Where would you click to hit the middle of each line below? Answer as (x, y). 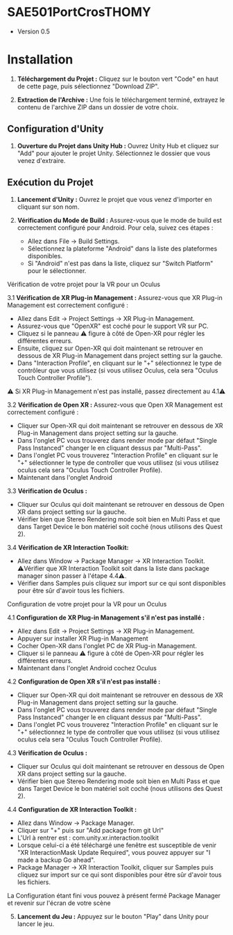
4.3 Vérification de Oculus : (48, 753)
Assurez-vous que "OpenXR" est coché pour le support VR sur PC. (113, 326)
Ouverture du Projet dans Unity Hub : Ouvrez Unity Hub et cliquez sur (118, 146)
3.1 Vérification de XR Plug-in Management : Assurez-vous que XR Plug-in (115, 297)
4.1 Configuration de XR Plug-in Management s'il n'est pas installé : (106, 618)
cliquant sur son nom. (48, 207)
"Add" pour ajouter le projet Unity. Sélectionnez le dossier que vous (114, 153)
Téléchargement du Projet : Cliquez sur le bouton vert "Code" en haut (118, 79)
